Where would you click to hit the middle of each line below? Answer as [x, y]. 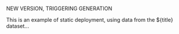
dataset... [18, 26]
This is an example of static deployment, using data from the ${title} [90, 20]
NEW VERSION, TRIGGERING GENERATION [59, 8]
